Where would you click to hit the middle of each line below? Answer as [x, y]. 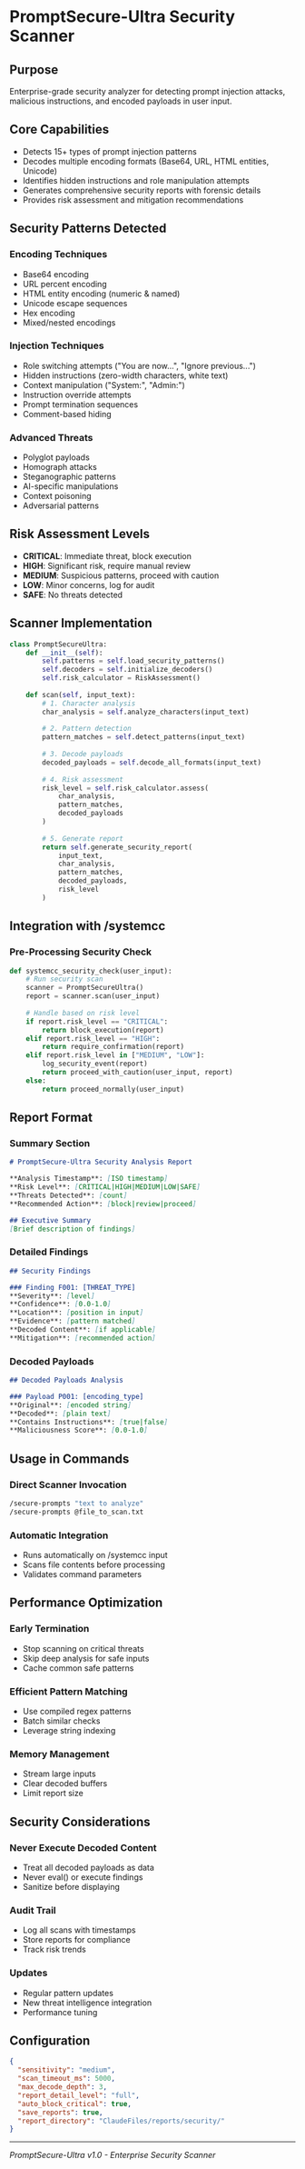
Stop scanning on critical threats [83, 1648]
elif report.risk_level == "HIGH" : [93, 1038]
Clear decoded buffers [65, 1784]
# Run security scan [64, 979]
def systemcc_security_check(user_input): [91, 971]
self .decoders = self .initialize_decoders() [128, 670]
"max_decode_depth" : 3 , [62, 2087]
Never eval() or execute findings [83, 1877]
